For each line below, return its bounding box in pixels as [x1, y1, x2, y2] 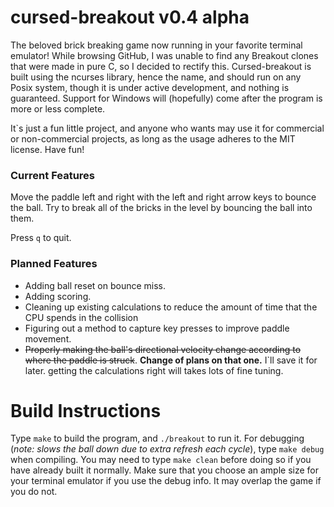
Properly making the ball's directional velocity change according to [24, 343, 302, 355]
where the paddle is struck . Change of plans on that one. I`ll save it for [24, 354, 318, 366]
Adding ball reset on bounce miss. [24, 279, 167, 291]
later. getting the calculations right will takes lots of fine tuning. [24, 364, 284, 376]
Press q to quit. [10, 232, 72, 244]
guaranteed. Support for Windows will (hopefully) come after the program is [10, 92, 323, 104]
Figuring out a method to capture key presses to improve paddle [24, 322, 290, 334]
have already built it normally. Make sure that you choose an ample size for [10, 464, 320, 476]
